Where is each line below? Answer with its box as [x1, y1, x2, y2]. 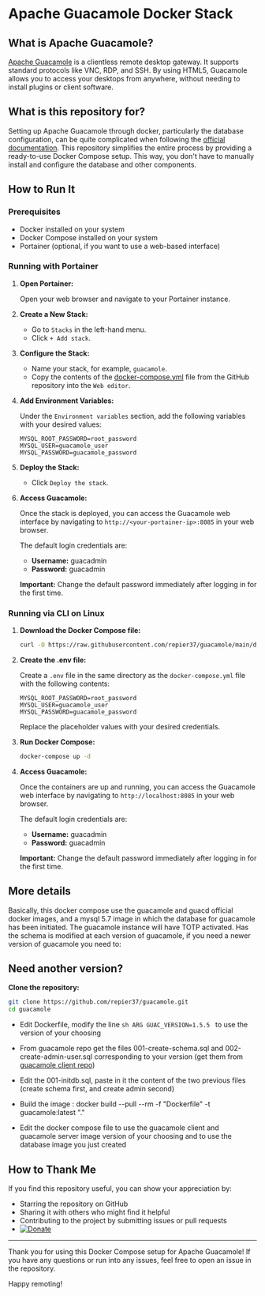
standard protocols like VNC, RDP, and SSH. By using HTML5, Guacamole [8, 66, 248, 75]
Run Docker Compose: [19, 737, 95, 747]
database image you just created [19, 1140, 127, 1150]
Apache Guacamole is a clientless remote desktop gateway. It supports [8, 57, 239, 66]
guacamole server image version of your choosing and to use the [19, 1132, 233, 1141]
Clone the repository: [8, 983, 80, 993]
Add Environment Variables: [19, 396, 114, 405]
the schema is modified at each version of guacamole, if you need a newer [8, 930, 251, 940]
